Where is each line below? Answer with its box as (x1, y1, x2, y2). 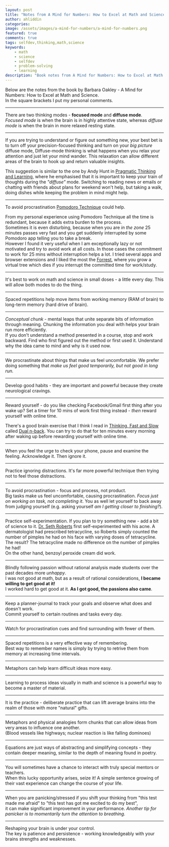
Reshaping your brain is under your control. (5, 825, 95, 831)
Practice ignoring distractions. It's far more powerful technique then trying (5, 468, 159, 474)
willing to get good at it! (5, 580, 55, 586)
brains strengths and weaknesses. (5, 836, 76, 842)
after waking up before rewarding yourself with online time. (5, 433, 128, 439)
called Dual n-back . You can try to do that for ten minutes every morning (5, 428, 155, 434)
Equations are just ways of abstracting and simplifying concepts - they (5, 744, 152, 750)
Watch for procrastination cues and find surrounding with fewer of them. (5, 625, 155, 632)
